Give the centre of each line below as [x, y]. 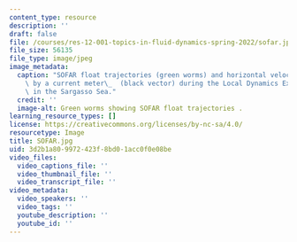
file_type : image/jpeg [51, 59]
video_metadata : [39, 191]
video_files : [33, 157]
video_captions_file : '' [63, 166]
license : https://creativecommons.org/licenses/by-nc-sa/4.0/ [126, 125]
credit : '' [37, 100]
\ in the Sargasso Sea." [71, 91]
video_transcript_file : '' [67, 183]
